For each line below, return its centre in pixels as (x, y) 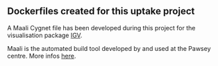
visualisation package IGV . (45, 35)
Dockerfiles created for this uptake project (101, 11)
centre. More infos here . (42, 56)
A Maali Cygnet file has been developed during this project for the (101, 27)
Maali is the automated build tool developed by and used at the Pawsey (109, 48)
